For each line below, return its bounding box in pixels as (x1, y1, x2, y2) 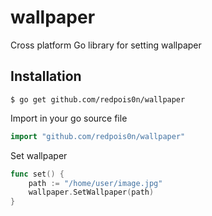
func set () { (10, 169, 65, 179)
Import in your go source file (10, 112, 128, 124)
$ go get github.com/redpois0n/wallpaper (10, 94, 186, 105)
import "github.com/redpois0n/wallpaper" (10, 131, 186, 141)
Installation (10, 68, 82, 85)
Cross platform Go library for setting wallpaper (10, 39, 202, 51)
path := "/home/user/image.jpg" (28, 178, 163, 188)
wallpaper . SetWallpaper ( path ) (28, 187, 155, 198)
